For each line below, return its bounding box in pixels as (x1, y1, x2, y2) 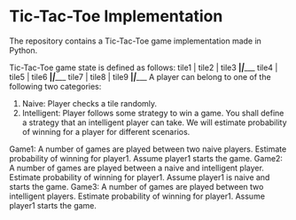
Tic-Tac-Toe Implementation (9, 6, 223, 27)
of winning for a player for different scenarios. (21, 126, 191, 137)
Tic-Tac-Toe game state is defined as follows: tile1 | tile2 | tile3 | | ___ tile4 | (9, 62, 278, 73)
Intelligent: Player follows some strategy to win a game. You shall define (21, 107, 284, 118)
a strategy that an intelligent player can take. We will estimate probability (21, 117, 287, 128)
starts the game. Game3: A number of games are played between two (9, 181, 264, 192)
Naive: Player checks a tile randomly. (21, 98, 158, 108)
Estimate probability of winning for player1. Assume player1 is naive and (9, 171, 270, 183)
